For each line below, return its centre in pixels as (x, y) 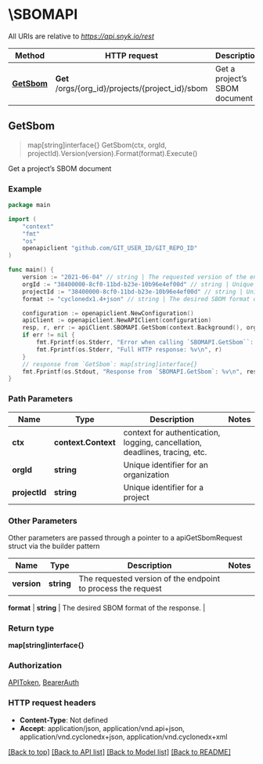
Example (25, 188)
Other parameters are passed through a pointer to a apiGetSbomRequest (125, 537)
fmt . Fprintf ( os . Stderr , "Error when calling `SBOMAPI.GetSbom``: (145, 343)
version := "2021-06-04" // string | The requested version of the (134, 277)
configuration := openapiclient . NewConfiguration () (108, 313)
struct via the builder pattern (54, 546)
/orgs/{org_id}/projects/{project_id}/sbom (131, 88)
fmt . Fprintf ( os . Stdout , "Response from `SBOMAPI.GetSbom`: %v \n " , (133, 371)
